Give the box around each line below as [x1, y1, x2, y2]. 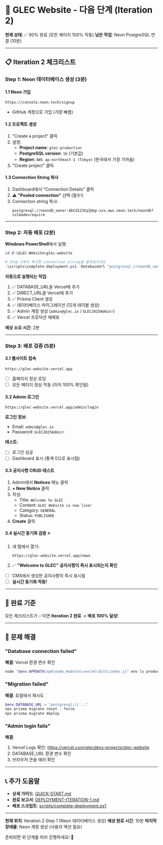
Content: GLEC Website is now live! [19, 502, 92, 508]
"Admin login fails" [5, 723, 51, 730]
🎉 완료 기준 [5, 599, 36, 607]
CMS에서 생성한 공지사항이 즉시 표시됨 [12, 573, 86, 578]
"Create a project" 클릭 [12, 133, 58, 139]
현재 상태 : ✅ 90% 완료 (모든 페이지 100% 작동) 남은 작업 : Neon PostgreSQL [5, 32, 150, 37]
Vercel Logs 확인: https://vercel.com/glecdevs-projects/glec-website [12, 745, 149, 751]
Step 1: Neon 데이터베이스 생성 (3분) [5, 76, 87, 83]
